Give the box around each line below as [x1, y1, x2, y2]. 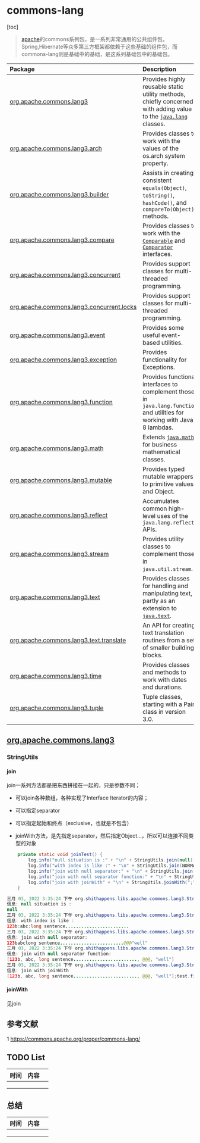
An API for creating [142, 621, 195, 629]
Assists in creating [142, 168, 194, 177]
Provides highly [142, 75, 186, 83]
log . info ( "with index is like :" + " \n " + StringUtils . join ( [28, 863, 183, 869]
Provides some [142, 323, 185, 332]
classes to [142, 542, 171, 551]
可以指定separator [15, 807, 61, 814]
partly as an [142, 597, 176, 605]
